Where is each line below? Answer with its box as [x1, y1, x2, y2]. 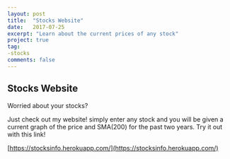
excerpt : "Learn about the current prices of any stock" [7, 30, 179, 37]
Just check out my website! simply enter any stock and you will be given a [7, 114, 224, 124]
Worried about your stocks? [7, 101, 88, 110]
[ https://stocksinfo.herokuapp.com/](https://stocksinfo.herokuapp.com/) [7, 143, 219, 152]
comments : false [7, 57, 55, 64]
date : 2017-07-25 [7, 23, 65, 30]
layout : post [7, 10, 46, 18]
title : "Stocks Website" [7, 17, 84, 24]
